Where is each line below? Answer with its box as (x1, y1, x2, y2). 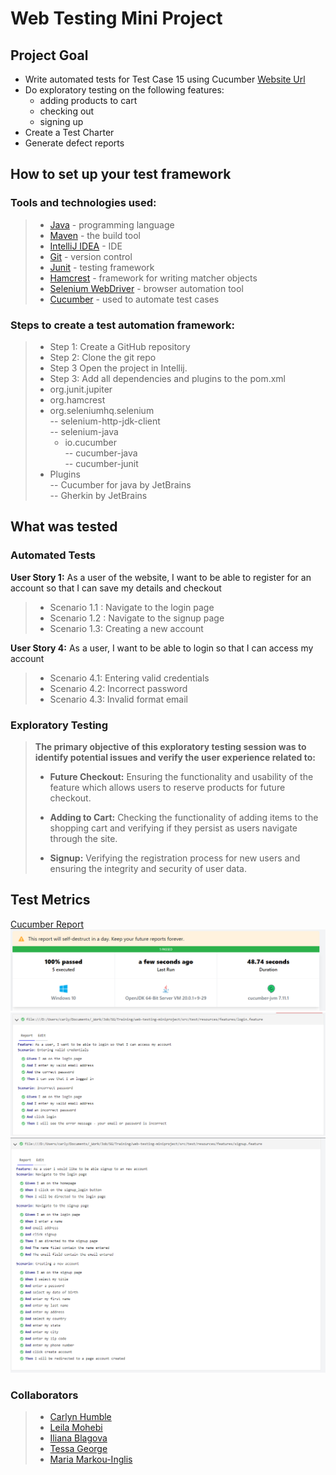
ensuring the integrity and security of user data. (49, 862, 248, 874)
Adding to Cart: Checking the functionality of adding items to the (49, 811, 319, 823)
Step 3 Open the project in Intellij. (49, 362, 188, 374)
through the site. (49, 832, 118, 844)
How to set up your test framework (10, 166, 232, 183)
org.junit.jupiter (49, 383, 113, 395)
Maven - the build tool (49, 229, 141, 241)
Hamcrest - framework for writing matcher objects (49, 272, 258, 284)
